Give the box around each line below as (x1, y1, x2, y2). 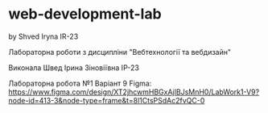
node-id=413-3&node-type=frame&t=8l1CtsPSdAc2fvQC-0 (8, 95, 205, 105)
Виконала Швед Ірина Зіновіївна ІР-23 (8, 62, 139, 73)
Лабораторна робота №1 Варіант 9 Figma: (8, 78, 152, 88)
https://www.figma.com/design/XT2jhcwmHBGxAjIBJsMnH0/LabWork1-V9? (8, 86, 260, 97)
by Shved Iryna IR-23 (8, 31, 79, 41)
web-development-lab (8, 5, 163, 23)
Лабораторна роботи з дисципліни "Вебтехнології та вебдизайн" (8, 47, 232, 56)
